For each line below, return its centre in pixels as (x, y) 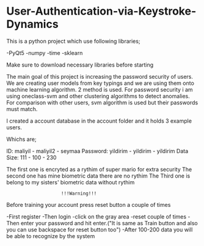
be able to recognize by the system (51, 236)
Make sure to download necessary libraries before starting (80, 65)
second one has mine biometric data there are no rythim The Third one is (98, 176)
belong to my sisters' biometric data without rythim (71, 182)
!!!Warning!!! (79, 194)
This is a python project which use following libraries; (73, 41)
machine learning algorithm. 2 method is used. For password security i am (100, 89)
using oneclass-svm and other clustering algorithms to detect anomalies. (98, 96)
